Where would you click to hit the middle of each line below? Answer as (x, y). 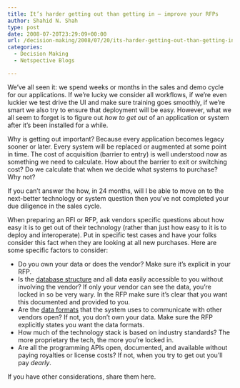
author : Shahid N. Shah (43, 21)
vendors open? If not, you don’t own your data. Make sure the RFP (115, 317)
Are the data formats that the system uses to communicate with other (120, 309)
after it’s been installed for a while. (58, 125)
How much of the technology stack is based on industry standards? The (124, 332)
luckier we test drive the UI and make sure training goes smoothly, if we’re (116, 102)
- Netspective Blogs (44, 61)
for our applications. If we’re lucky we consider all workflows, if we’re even (117, 94)
